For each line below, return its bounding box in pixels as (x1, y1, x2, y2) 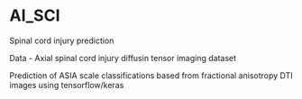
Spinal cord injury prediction (9, 35, 114, 46)
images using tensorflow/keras (9, 79, 124, 90)
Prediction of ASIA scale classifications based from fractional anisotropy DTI (9, 69, 293, 81)
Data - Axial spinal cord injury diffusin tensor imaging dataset (9, 52, 237, 63)
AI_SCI (9, 5, 60, 26)
